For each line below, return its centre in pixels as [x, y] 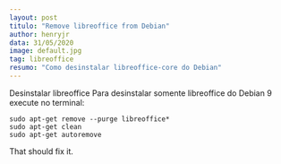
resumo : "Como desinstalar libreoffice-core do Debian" [115, 68]
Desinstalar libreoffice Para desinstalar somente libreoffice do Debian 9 [141, 93]
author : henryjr [39, 34]
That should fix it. [42, 151]
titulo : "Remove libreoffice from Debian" [89, 26]
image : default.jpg [46, 51]
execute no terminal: [47, 102]
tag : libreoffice [42, 59]
